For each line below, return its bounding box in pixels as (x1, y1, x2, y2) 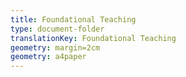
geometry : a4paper (10, 52, 87, 62)
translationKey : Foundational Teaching (10, 33, 177, 43)
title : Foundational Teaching (10, 14, 137, 25)
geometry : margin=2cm (10, 42, 101, 53)
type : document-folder (10, 24, 105, 34)
